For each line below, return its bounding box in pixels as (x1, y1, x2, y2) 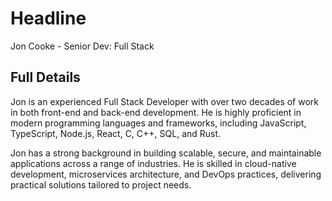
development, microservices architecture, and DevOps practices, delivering (10, 168, 322, 180)
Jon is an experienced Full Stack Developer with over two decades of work (10, 95, 320, 107)
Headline (10, 7, 87, 30)
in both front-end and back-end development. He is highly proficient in (10, 106, 302, 118)
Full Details (10, 69, 81, 86)
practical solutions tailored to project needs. (10, 178, 192, 191)
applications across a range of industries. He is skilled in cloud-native (10, 157, 297, 169)
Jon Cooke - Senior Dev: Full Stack (10, 40, 155, 52)
